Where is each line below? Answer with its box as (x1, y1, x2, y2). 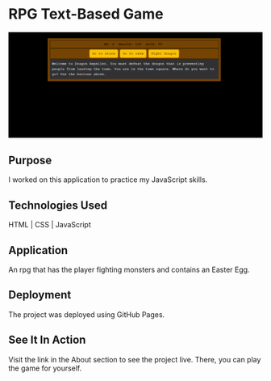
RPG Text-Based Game (8, 5, 164, 23)
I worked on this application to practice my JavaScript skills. (8, 175, 208, 184)
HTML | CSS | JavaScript (8, 220, 91, 230)
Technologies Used (8, 198, 107, 212)
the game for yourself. (8, 363, 82, 373)
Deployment (8, 288, 72, 302)
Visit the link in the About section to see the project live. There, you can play (8, 354, 261, 364)
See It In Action (8, 333, 86, 347)
